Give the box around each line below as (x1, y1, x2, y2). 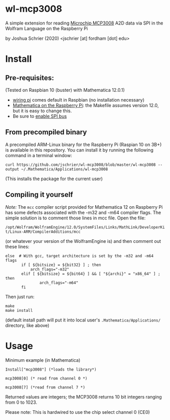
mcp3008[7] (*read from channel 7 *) (5, 385, 86, 390)
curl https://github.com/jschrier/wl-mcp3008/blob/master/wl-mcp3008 (5, 162, 156, 167)
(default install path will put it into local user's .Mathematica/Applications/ (5, 317, 161, 323)
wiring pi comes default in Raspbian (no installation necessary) (12, 96, 145, 103)
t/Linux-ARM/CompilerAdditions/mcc (5, 229, 81, 234)
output (5, 166, 19, 171)
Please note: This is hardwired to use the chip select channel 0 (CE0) (5, 409, 150, 415)
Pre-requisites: (5, 73, 54, 82)
